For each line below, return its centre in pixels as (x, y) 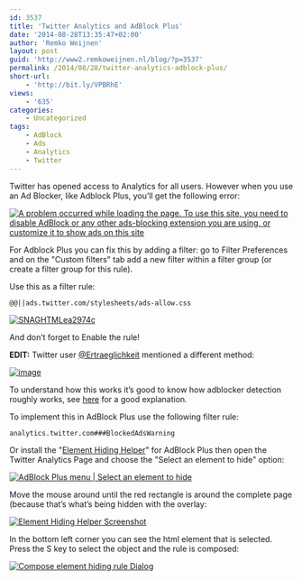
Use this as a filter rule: (52, 286)
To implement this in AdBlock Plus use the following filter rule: (124, 417)
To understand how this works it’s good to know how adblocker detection (146, 390)
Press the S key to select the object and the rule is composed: (124, 548)
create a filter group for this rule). (71, 269)
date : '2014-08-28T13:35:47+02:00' (76, 34)
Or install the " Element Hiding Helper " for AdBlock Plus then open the (138, 450)
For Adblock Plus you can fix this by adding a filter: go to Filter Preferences (149, 250)
